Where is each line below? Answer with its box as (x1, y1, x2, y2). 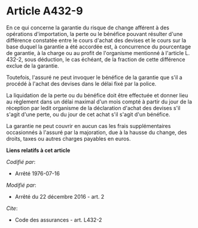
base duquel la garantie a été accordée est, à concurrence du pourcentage (6, 43, 191, 50)
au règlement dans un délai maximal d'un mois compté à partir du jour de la (6, 98, 193, 105)
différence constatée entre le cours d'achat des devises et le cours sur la (6, 37, 187, 44)
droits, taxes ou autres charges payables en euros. (6, 135, 131, 142)
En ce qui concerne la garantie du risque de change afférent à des (6, 24, 169, 31)
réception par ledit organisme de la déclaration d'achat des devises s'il (6, 104, 181, 111)
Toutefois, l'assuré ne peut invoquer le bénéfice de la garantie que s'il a (6, 74, 182, 81)
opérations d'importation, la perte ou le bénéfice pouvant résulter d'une (6, 30, 183, 37)
